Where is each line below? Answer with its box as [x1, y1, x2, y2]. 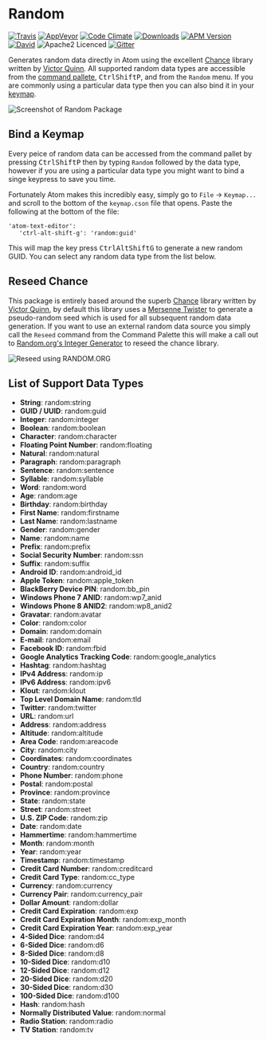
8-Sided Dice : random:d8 [19, 948, 105, 958]
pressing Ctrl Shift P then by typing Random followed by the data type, [8, 157, 241, 167]
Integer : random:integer [19, 415, 100, 424]
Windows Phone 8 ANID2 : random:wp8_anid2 [19, 601, 173, 611]
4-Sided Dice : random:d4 [19, 932, 105, 941]
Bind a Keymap [8, 128, 84, 141]
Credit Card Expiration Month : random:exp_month [19, 915, 187, 925]
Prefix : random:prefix [19, 542, 91, 551]
